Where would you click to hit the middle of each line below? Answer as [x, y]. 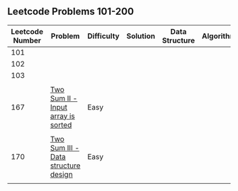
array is [63, 116]
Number [27, 40]
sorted [61, 125]
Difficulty [103, 36]
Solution [141, 36]
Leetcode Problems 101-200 [71, 12]
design [61, 174]
